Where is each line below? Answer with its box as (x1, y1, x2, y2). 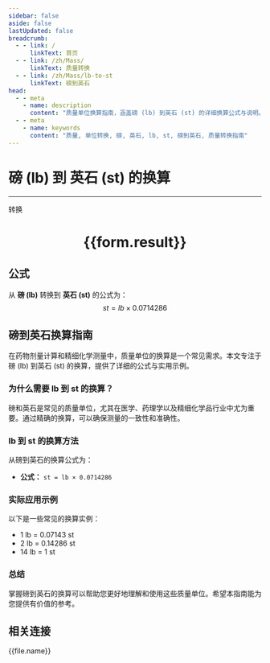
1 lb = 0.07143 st (19, 530, 75, 540)
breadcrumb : (8, 34, 48, 43)
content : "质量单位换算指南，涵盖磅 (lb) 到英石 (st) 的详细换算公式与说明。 (29, 109, 265, 117)
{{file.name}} (8, 646, 51, 656)
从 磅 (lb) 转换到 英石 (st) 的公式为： (8, 290, 129, 299)
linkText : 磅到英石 (29, 79, 91, 87)
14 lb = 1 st (19, 547, 56, 557)
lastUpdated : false (8, 27, 74, 35)
